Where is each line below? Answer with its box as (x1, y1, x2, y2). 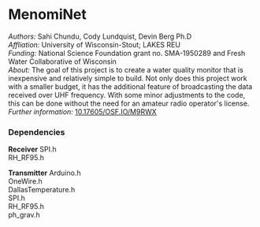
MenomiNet (8, 6, 87, 24)
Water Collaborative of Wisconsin (8, 57, 117, 66)
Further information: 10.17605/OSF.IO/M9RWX (8, 106, 158, 116)
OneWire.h (8, 177, 43, 186)
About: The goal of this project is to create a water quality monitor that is (8, 65, 244, 74)
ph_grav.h (8, 210, 41, 220)
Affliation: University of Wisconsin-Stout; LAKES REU (8, 39, 181, 49)
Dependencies (8, 126, 65, 137)
